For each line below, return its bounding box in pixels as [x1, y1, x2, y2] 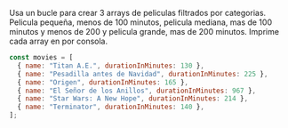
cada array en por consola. [9, 36, 108, 46]
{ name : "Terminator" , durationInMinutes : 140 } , [17, 102, 204, 112]
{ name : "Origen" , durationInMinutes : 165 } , [17, 77, 189, 87]
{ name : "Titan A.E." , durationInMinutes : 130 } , [17, 61, 204, 70]
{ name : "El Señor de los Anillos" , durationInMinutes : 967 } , [17, 86, 256, 95]
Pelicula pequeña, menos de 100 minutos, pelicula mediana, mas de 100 [9, 17, 273, 28]
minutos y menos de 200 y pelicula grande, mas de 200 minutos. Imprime [9, 27, 280, 36]
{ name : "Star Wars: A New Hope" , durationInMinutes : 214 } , [17, 94, 249, 103]
